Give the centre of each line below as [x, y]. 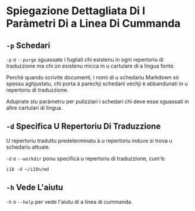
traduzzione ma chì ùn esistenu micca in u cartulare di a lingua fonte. [91, 66]
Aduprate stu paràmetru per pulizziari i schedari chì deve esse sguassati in [97, 101]
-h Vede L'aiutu [35, 188]
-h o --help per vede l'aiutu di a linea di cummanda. [69, 202]
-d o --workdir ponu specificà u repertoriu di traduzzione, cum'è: [86, 158]
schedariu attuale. [28, 147]
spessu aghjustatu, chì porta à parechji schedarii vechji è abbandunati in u [97, 84]
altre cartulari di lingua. [34, 108]
